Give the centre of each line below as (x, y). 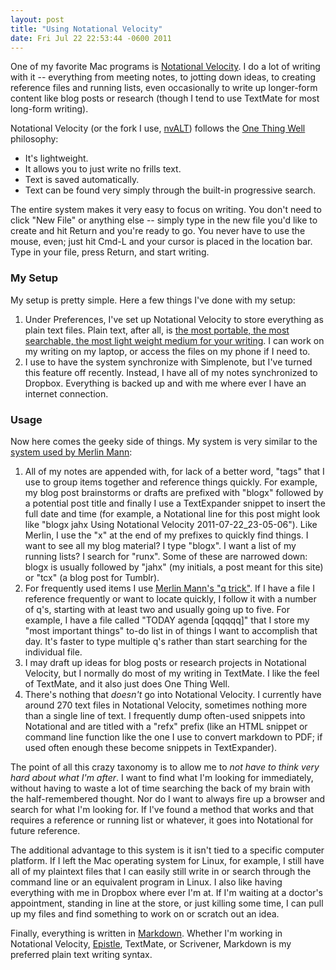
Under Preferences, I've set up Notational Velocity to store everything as (174, 319)
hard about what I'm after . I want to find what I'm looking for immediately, (162, 777)
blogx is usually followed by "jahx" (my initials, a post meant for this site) (174, 567)
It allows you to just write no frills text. (103, 169)
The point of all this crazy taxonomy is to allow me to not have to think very (165, 767)
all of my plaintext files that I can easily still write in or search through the (161, 871)
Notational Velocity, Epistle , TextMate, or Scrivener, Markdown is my (151, 943)
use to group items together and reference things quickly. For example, (171, 482)
